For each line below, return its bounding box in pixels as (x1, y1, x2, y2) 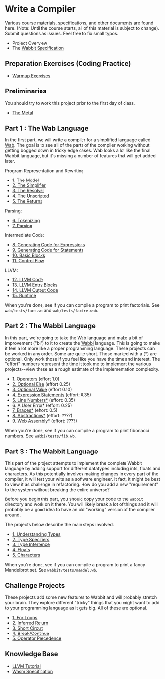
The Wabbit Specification (12, 45, 64, 51)
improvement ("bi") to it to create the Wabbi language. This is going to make (5, 340, 160, 346)
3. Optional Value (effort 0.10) (12, 387, 72, 393)
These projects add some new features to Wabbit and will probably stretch (5, 594, 157, 600)
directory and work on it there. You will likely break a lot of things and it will (5, 501, 158, 507)
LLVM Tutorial (12, 663, 41, 669)
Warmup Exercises (12, 73, 51, 79)
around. (5, 512, 21, 518)
